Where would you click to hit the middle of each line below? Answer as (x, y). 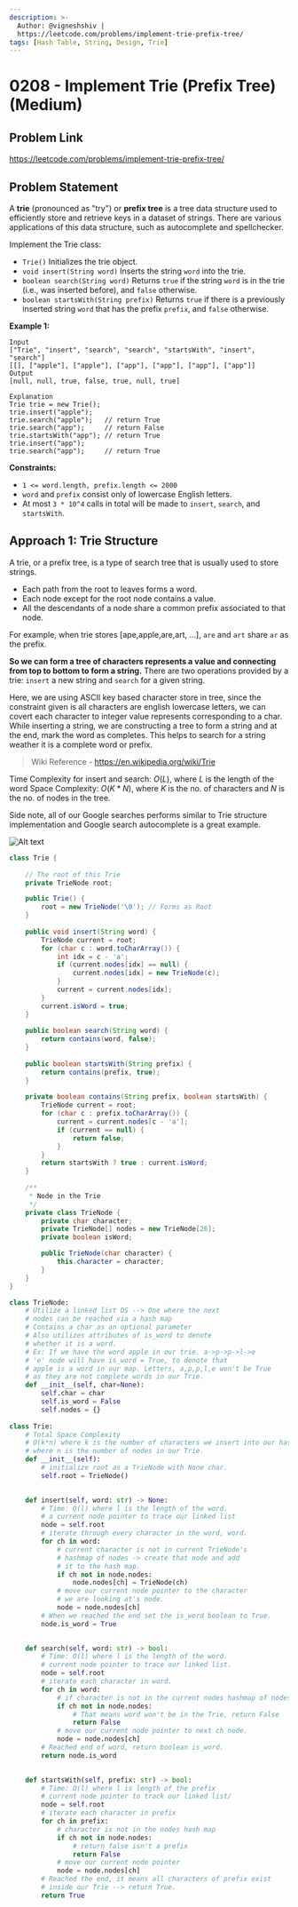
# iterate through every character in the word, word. (145, 1533)
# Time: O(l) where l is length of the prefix (129, 1788)
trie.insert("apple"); (51, 413)
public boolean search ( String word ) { (97, 1031)
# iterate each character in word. (107, 1681)
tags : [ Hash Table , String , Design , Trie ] (89, 42)
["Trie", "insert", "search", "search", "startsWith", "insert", (132, 350)
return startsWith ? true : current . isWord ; (125, 1163)
